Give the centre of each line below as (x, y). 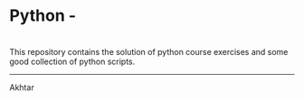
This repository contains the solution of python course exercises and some (149, 52)
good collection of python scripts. (72, 62)
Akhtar (22, 87)
